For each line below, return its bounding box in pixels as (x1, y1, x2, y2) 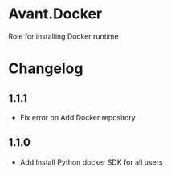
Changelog (8, 59, 83, 78)
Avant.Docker (8, 5, 103, 23)
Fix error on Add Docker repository (19, 112, 136, 122)
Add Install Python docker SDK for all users (19, 157, 163, 167)
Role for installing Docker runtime (8, 31, 119, 41)
